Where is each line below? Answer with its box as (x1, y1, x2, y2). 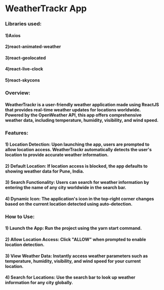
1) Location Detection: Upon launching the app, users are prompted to (5, 141, 150, 147)
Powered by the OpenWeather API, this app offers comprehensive (5, 112, 142, 118)
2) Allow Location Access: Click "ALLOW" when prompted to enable (5, 237, 146, 242)
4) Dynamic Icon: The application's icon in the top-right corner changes (5, 196, 154, 201)
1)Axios (5, 32, 21, 38)
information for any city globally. (5, 280, 73, 286)
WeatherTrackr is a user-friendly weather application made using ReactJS (5, 101, 159, 108)
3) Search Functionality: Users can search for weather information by (5, 179, 149, 185)
